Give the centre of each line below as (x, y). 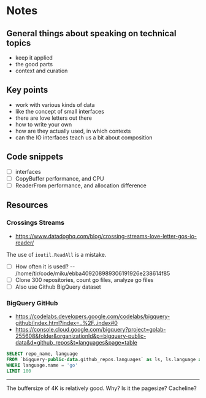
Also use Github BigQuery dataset (58, 287)
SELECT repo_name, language (42, 354)
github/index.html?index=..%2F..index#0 (67, 322)
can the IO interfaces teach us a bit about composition (84, 137)
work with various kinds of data (55, 104)
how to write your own (44, 124)
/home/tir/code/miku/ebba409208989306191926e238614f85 (93, 273)
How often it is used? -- (45, 266)
